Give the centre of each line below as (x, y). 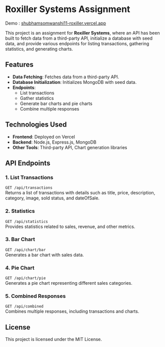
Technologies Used (36, 125)
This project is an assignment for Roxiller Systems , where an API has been (82, 33)
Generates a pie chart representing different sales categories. (69, 283)
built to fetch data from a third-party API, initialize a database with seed (79, 38)
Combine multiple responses (49, 108)
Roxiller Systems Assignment (68, 9)
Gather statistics (37, 98)
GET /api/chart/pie (26, 278)
